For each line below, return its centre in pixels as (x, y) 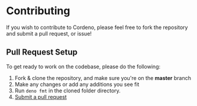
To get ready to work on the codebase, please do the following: (83, 66)
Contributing (38, 11)
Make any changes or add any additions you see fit (77, 84)
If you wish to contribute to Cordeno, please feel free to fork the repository (97, 27)
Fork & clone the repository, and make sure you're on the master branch (103, 78)
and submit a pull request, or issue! (49, 33)
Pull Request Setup (42, 52)
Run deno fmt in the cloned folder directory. (68, 91)
